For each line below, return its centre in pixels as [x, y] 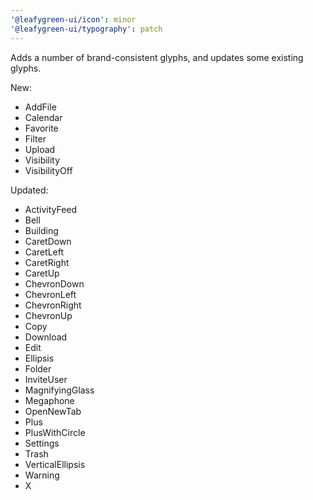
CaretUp [42, 273]
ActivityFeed [51, 209]
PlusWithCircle [55, 432]
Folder [38, 368]
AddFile [40, 107]
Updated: [29, 190]
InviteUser [46, 379]
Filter [35, 138]
